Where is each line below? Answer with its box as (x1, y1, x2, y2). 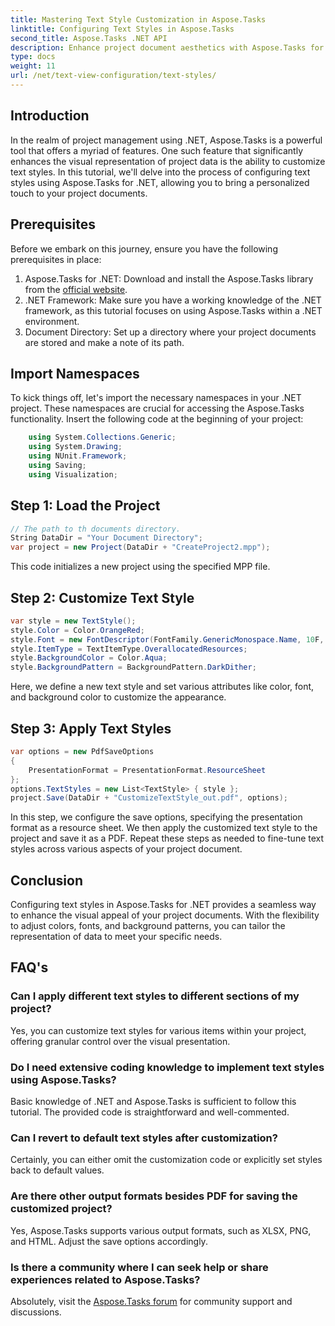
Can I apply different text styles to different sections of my (10, 989, 300, 1003)
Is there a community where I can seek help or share (10, 1260, 269, 1274)
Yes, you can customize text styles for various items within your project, (10, 1024, 307, 1036)
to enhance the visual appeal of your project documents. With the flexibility (10, 909, 320, 921)
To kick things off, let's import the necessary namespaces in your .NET (10, 392, 302, 404)
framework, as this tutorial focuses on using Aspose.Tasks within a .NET (24, 304, 323, 316)
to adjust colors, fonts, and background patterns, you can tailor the (10, 920, 286, 932)
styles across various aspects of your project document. (10, 843, 243, 855)
